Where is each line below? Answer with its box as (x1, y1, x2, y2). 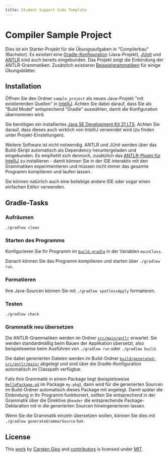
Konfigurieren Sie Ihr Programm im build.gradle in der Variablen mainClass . (5, 248, 162, 254)
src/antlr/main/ (5, 362, 39, 367)
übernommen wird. (5, 112, 45, 118)
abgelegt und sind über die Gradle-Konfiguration (40, 361, 141, 367)
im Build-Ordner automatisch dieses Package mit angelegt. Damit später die (5, 387, 163, 393)
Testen (5, 300, 23, 307)
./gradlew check (5, 311, 39, 316)
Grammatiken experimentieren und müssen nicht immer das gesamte (5, 163, 149, 169)
